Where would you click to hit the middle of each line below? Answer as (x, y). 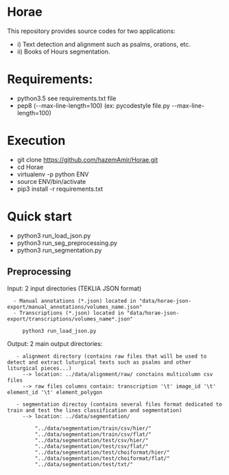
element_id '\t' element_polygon (55, 392)
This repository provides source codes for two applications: (92, 31)
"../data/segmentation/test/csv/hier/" (92, 440)
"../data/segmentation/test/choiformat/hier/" (102, 452)
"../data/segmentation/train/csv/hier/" (93, 428)
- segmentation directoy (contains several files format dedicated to (119, 404)
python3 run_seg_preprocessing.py (67, 243)
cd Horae (30, 167)
